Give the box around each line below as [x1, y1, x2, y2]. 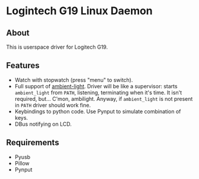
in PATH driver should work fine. [14, 101, 91, 108]
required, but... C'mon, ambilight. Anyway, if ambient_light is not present [14, 95, 193, 102]
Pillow [14, 159, 30, 167]
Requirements [6, 138, 59, 148]
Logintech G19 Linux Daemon [6, 4, 153, 18]
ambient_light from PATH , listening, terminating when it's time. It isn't [14, 89, 182, 96]
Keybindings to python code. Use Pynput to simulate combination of [14, 108, 181, 115]
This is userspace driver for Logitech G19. [6, 43, 108, 50]
